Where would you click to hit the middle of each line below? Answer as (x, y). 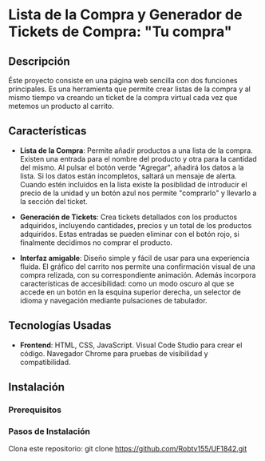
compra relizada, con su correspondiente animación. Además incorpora (138, 275)
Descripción (39, 61)
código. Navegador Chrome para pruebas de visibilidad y (114, 353)
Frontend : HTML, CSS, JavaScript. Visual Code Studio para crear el (131, 345)
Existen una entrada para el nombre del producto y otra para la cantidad (138, 158)
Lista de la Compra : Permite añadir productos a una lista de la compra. (136, 150)
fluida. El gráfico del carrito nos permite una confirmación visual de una (137, 267)
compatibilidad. (45, 362)
